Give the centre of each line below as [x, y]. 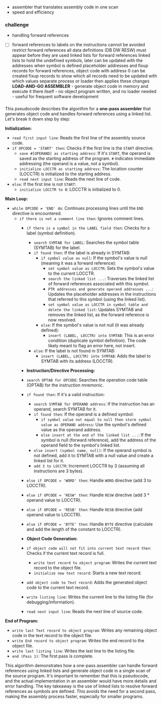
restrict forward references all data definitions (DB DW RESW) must [79, 50]
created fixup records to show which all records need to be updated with [84, 76]
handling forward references [40, 35]
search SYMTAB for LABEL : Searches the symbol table [86, 243]
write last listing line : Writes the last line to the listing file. [74, 651]
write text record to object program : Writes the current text [95, 563]
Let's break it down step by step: [38, 119]
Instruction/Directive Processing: [61, 370]
